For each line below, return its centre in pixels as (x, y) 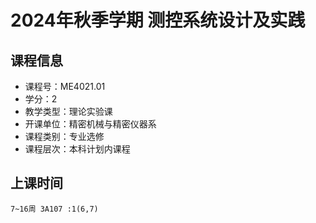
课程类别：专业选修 (64, 136)
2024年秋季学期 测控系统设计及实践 (158, 20)
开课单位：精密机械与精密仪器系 (90, 124)
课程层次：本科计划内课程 (77, 149)
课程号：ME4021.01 (65, 86)
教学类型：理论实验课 (68, 111)
